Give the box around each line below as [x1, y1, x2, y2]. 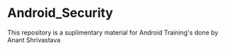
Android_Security [7, 5, 113, 21]
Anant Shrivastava [7, 35, 61, 44]
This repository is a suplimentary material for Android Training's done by [7, 28, 219, 37]
